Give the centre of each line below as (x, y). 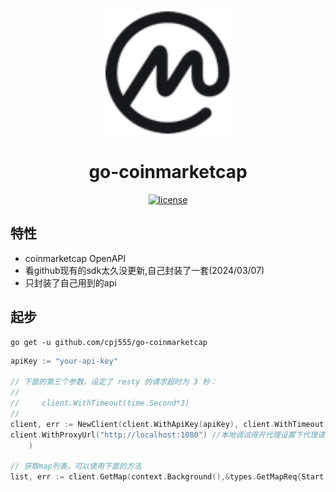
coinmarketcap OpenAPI (75, 258)
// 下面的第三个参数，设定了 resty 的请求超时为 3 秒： (114, 382)
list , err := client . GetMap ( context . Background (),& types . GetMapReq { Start (167, 477)
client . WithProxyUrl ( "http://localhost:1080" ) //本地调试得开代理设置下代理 (164, 435)
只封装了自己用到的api (70, 282)
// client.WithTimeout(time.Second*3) (100, 403)
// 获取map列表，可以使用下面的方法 (76, 466)
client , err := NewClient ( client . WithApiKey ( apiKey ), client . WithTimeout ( (169, 424)
